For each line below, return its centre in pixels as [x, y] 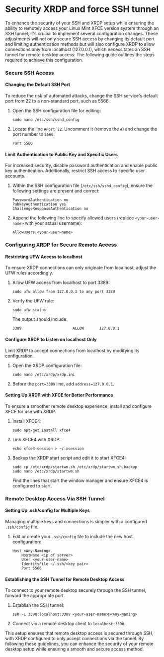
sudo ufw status [29, 310]
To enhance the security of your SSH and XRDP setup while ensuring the [80, 23]
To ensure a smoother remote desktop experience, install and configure [79, 406]
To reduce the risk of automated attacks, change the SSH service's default [82, 96]
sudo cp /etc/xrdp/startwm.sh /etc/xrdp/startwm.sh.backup [75, 467]
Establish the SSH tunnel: [38, 605]
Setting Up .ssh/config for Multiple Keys [48, 510]
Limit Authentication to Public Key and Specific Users [62, 154]
